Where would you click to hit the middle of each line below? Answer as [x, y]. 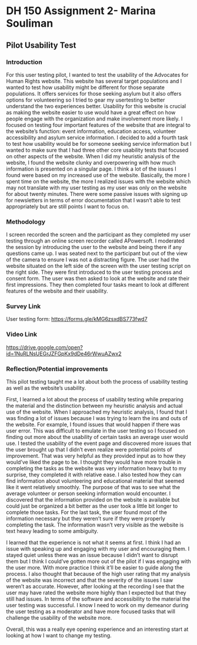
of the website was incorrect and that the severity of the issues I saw [90, 580]
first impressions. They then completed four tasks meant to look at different [98, 285]
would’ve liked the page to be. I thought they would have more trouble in [94, 462]
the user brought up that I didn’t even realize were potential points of [89, 450]
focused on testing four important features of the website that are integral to [98, 125]
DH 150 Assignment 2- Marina [81, 11]
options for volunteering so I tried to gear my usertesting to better [86, 100]
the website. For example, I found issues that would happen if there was [93, 425]
